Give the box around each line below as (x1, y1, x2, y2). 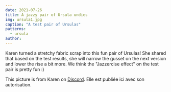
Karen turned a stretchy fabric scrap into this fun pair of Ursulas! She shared (5, 50, 166, 56)
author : (5, 36, 22, 41)
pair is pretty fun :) (5, 66, 44, 72)
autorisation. (5, 81, 32, 87)
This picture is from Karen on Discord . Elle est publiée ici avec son (5, 76, 144, 82)
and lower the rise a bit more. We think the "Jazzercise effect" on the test (5, 61, 159, 67)
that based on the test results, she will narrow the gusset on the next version (5, 55, 166, 61)
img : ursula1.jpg (5, 17, 42, 22)
